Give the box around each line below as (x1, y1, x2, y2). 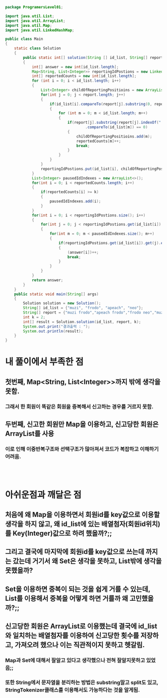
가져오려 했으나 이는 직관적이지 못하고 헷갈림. (14, 641, 145, 649)
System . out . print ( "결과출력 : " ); (23, 324, 90, 329)
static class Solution (14, 46, 61, 51)
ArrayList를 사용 (5, 429, 55, 438)
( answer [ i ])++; (67, 250, 99, 255)
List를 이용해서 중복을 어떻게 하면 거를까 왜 (5, 594, 128, 603)
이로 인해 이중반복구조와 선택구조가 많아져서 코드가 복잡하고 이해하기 (5, 445, 159, 452)
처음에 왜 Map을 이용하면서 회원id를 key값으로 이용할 (5, 510, 160, 519)
